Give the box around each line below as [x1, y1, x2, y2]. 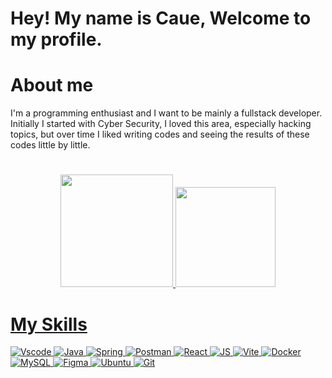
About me [10, 74, 94, 97]
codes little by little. [10, 139, 91, 151]
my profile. [10, 28, 103, 51]
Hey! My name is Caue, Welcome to [10, 7, 312, 30]
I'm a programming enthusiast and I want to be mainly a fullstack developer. [10, 107, 323, 119]
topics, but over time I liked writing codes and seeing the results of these [10, 128, 310, 141]
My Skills [10, 313, 88, 336]
